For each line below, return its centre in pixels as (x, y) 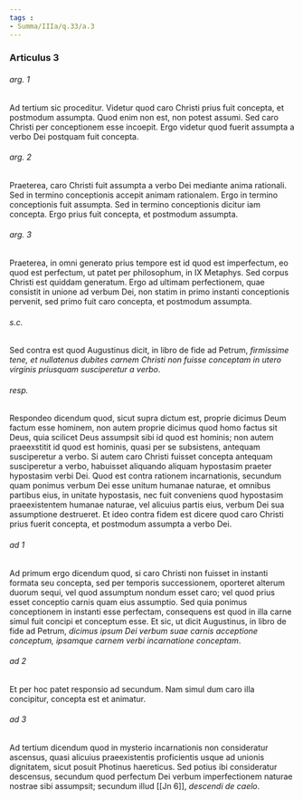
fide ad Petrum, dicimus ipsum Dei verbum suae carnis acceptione (134, 631)
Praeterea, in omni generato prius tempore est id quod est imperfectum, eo (149, 263)
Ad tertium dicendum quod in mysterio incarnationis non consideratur (139, 747)
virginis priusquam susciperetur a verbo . (85, 370)
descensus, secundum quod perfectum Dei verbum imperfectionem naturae (151, 776)
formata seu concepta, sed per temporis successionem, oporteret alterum (147, 583)
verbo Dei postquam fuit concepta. (74, 136)
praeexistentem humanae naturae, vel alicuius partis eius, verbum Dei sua (147, 505)
